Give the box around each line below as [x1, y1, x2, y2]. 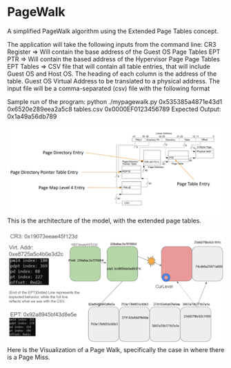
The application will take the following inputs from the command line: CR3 [7, 40, 217, 48]
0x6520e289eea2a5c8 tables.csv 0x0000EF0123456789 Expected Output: [7, 105, 221, 113]
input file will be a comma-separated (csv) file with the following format [7, 84, 210, 92]
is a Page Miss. [7, 353, 50, 362]
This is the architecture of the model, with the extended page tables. [7, 216, 201, 225]
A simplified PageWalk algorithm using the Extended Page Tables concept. [7, 27, 219, 35]
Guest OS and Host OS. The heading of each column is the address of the [7, 70, 217, 78]
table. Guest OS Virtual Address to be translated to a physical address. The [7, 76, 221, 85]
